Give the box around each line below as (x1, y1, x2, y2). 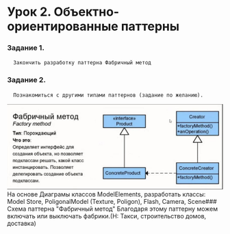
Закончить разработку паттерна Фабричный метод (13, 60, 152, 66)
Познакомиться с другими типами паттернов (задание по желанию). (13, 92, 204, 99)
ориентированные (7, 18, 118, 34)
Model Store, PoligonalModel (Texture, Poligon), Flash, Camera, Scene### (7, 198, 217, 206)
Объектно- (53, 4, 120, 20)
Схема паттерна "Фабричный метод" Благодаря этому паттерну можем (7, 205, 218, 213)
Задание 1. (7, 43, 44, 53)
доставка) (7, 220, 36, 228)
